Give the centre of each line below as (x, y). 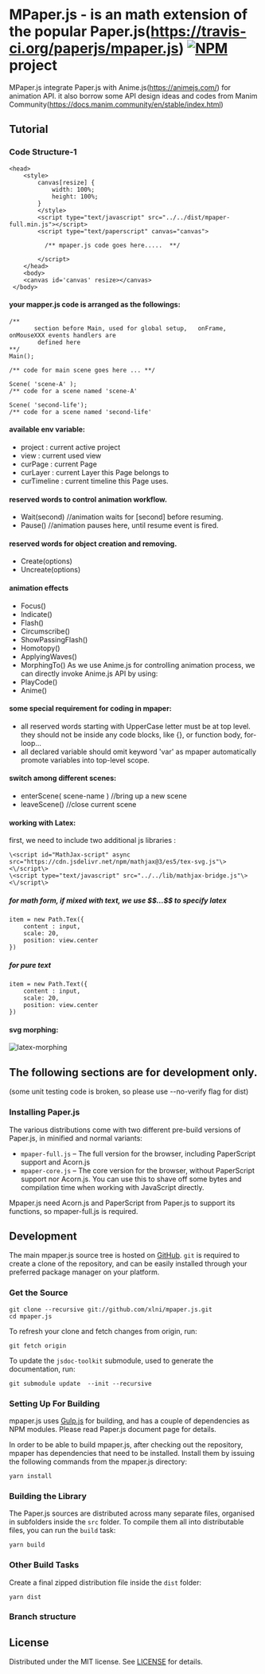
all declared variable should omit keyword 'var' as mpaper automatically (138, 751)
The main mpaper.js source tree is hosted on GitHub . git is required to (125, 1255)
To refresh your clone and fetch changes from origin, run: (103, 1331)
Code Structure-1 (43, 152)
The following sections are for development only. (133, 1072)
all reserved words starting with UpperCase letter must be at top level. (136, 726)
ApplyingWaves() (49, 656)
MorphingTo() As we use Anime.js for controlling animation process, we (138, 665)
